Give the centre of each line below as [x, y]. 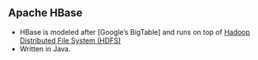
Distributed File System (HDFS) [70, 40]
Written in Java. [45, 49]
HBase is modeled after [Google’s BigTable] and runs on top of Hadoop [135, 32]
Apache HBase [45, 13]
